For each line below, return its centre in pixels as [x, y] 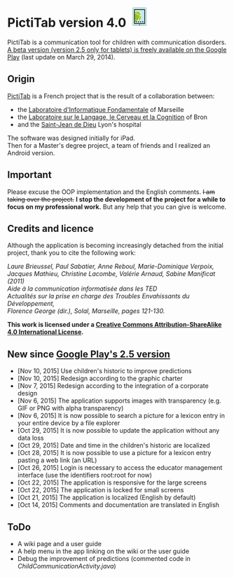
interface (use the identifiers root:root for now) [85, 475]
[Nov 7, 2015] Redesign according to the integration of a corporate [113, 386]
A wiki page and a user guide [59, 544]
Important [29, 175]
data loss [30, 438]
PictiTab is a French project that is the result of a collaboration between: [111, 96]
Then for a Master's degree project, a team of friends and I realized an [109, 145]
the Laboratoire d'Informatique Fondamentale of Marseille [101, 109]
